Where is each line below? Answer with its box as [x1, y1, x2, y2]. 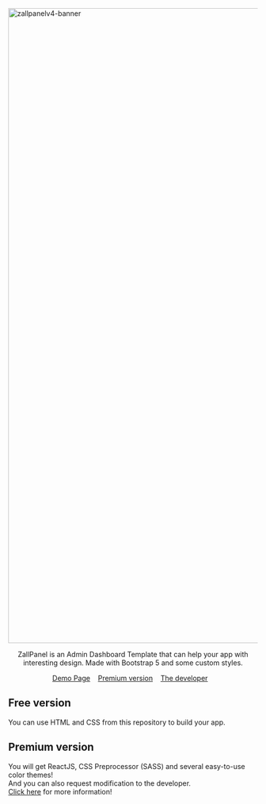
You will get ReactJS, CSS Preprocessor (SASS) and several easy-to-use [8, 761, 245, 771]
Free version [8, 696, 71, 710]
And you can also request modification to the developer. [8, 778, 192, 788]
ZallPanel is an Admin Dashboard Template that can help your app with [17, 650, 249, 659]
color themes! [8, 770, 54, 779]
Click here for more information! [8, 787, 112, 796]
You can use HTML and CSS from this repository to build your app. [8, 717, 226, 727]
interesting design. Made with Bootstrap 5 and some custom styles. [23, 658, 243, 667]
